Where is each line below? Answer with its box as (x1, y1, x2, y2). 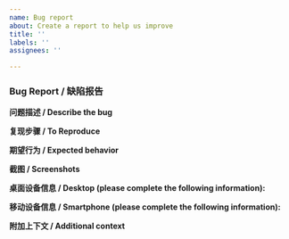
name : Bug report (9, 12, 74, 22)
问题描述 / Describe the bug (9, 107, 113, 118)
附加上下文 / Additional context (9, 220, 126, 232)
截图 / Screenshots (9, 164, 80, 175)
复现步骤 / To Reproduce (9, 126, 101, 136)
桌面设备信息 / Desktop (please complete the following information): (9, 183, 266, 194)
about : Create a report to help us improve (9, 21, 174, 30)
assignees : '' (9, 46, 62, 55)
